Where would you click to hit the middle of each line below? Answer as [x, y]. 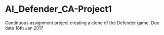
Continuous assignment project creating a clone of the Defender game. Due [82, 23]
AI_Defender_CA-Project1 [59, 9]
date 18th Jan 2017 [24, 28]
